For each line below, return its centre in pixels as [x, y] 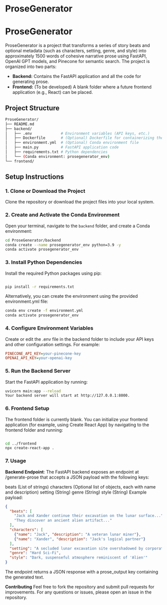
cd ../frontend [21, 443]
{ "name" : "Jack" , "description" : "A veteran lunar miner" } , [78, 534]
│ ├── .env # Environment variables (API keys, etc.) [78, 133]
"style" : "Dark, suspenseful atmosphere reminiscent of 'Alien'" [79, 558]
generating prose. [31, 82]
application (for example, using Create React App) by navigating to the [77, 425]
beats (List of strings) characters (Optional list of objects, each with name [81, 487]
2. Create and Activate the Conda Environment [62, 215]
